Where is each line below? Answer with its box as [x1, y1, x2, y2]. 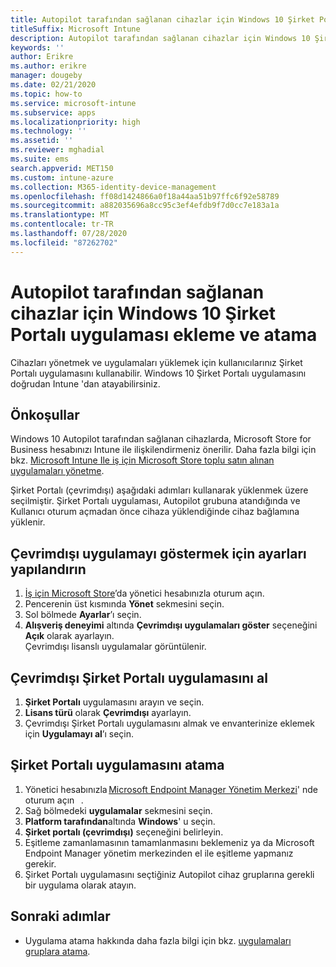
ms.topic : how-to [10, 89, 83, 99]
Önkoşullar [10, 406, 80, 423]
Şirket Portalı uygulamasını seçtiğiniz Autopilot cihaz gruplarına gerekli [24, 868, 315, 880]
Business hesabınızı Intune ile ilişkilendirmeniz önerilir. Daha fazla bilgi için [10, 444, 317, 456]
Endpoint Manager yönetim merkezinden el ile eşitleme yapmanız [24, 847, 294, 859]
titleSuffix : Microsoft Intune [10, 24, 141, 34]
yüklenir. [10, 516, 46, 528]
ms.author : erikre [10, 61, 87, 71]
